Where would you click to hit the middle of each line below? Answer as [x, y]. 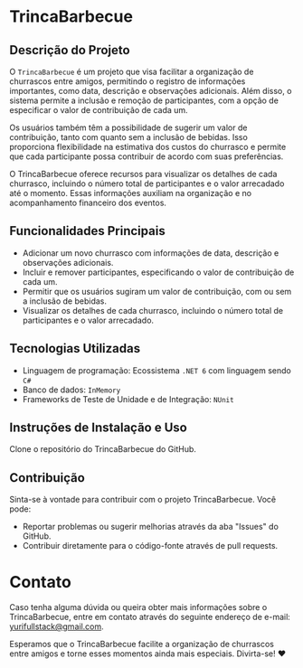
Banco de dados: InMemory [71, 390]
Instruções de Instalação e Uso [98, 428]
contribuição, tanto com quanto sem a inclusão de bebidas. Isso [129, 137]
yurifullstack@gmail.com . [57, 626]
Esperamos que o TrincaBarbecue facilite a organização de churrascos [142, 644]
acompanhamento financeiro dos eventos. [88, 202]
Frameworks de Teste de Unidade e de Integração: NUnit [128, 399]
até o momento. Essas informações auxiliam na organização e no [130, 193]
